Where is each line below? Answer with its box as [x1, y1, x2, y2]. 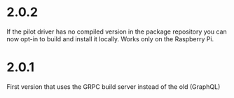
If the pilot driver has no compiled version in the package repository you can [6, 27, 227, 36]
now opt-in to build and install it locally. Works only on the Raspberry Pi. [6, 34, 214, 43]
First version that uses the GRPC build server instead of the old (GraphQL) [6, 82, 221, 91]
